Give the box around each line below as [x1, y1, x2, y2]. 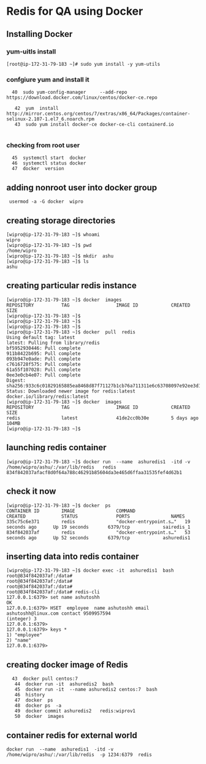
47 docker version [12, 166, 64, 172]
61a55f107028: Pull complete [6, 367, 81, 373]
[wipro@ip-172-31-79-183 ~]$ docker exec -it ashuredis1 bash [6, 567, 174, 574]
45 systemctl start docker [12, 155, 86, 161]
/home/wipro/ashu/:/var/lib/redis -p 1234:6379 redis [6, 751, 152, 758]
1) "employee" [6, 632, 43, 638]
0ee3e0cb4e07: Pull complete [6, 372, 81, 378]
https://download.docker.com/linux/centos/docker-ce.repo [6, 95, 158, 101]
